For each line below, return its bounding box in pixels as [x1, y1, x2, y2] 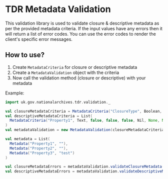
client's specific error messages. [5, 36, 72, 42]
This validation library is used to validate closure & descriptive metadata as [5, 20, 159, 26]
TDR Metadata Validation [5, 4, 111, 15]
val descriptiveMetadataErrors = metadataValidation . [5, 169, 120, 174]
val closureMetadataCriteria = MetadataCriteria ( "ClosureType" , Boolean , [5, 109, 162, 114]
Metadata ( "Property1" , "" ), [9, 141, 68, 146]
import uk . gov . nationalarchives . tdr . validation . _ [5, 100, 111, 105]
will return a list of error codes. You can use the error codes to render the [5, 31, 156, 37]
